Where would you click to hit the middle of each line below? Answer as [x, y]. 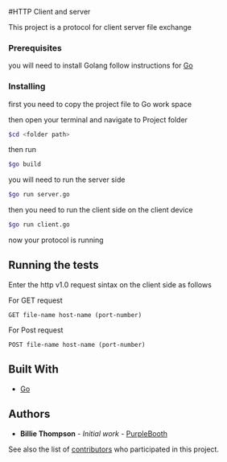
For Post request [36, 330]
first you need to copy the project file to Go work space [100, 104]
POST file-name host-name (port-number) [77, 344]
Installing [27, 86]
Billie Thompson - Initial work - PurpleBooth [93, 433]
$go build [25, 164]
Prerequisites [35, 47]
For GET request [35, 300]
